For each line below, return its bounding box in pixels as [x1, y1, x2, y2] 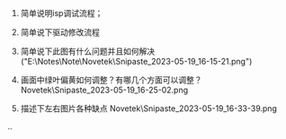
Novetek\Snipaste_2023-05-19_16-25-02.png [20, 84, 189, 95]
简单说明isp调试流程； [20, 8, 103, 18]
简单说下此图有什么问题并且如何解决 [20, 46, 156, 56]
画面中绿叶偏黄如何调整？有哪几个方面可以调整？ [20, 74, 202, 85]
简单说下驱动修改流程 [20, 27, 100, 38]
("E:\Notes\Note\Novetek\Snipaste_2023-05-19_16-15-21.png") [20, 56, 253, 66]
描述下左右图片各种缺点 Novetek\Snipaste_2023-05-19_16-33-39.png [20, 103, 277, 114]
